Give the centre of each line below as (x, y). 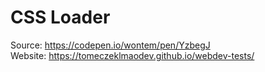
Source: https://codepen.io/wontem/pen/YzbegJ (110, 45)
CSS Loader (60, 17)
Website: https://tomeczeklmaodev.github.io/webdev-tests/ (132, 55)
